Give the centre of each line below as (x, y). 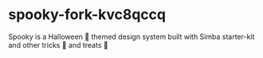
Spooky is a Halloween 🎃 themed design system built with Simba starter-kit (131, 37)
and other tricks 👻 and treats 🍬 (59, 44)
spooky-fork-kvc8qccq (87, 15)
